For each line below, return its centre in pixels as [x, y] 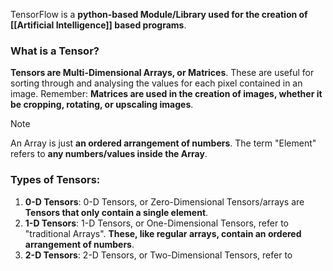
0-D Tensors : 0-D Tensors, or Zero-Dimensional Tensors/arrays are [164, 201]
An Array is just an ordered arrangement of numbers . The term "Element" [163, 143]
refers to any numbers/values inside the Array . [109, 154]
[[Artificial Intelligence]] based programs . [98, 25]
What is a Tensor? [55, 51]
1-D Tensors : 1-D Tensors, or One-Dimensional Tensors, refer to [157, 223]
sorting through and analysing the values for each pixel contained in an [156, 83]
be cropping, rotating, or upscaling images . [102, 105]
